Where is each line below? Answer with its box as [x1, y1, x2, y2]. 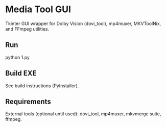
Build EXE [5, 69, 37, 78]
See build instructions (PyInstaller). [5, 83, 79, 89]
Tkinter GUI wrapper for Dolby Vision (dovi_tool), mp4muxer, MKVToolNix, [5, 20, 161, 27]
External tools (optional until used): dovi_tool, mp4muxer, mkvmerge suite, [5, 111, 161, 117]
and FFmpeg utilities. [5, 26, 50, 32]
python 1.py [5, 54, 30, 60]
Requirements [5, 97, 51, 106]
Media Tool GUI [5, 4, 72, 15]
